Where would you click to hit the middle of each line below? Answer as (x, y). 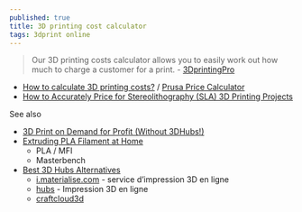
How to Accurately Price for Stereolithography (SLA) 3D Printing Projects (157, 97)
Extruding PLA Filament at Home (83, 142)
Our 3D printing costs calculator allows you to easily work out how (155, 60)
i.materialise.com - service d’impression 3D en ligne (133, 180)
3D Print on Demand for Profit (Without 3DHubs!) (113, 132)
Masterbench (60, 161)
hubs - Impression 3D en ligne (92, 189)
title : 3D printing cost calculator (78, 26)
